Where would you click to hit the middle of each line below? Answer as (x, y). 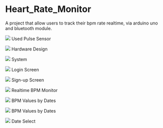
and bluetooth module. (29, 28)
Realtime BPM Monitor (34, 90)
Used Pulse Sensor (31, 38)
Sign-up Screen (28, 80)
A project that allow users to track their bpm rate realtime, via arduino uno (82, 23)
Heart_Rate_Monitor (48, 9)
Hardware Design (29, 49)
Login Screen (25, 69)
